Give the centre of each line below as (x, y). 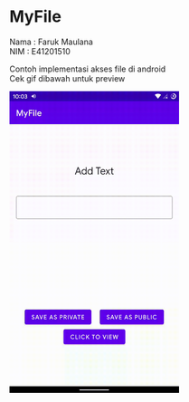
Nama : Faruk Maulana (51, 42)
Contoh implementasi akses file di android (88, 69)
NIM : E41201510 (40, 51)
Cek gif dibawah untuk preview (67, 78)
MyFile (35, 17)
